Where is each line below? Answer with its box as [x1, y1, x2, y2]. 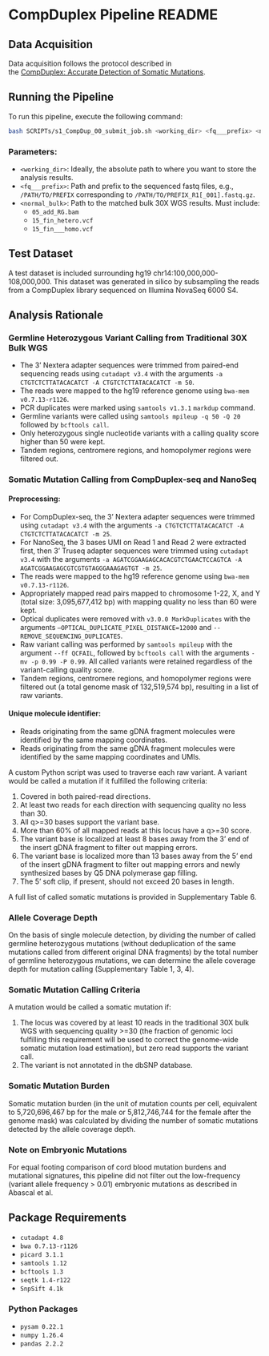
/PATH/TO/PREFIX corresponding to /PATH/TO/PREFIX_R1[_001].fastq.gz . [19, 190, 255, 199]
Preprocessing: [8, 494, 61, 503]
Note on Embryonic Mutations [8, 1144, 127, 1155]
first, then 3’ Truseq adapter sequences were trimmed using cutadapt [19, 546, 250, 556]
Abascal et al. [8, 1188, 54, 1198]
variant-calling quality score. [19, 664, 114, 674]
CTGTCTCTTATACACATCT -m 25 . [19, 528, 112, 538]
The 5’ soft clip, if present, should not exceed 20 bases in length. [19, 877, 235, 886]
